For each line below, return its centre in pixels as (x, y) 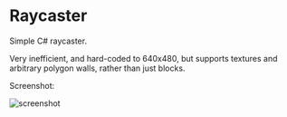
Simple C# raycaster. (48, 41)
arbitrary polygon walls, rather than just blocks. (97, 68)
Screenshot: (32, 85)
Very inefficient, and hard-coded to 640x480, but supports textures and (143, 58)
